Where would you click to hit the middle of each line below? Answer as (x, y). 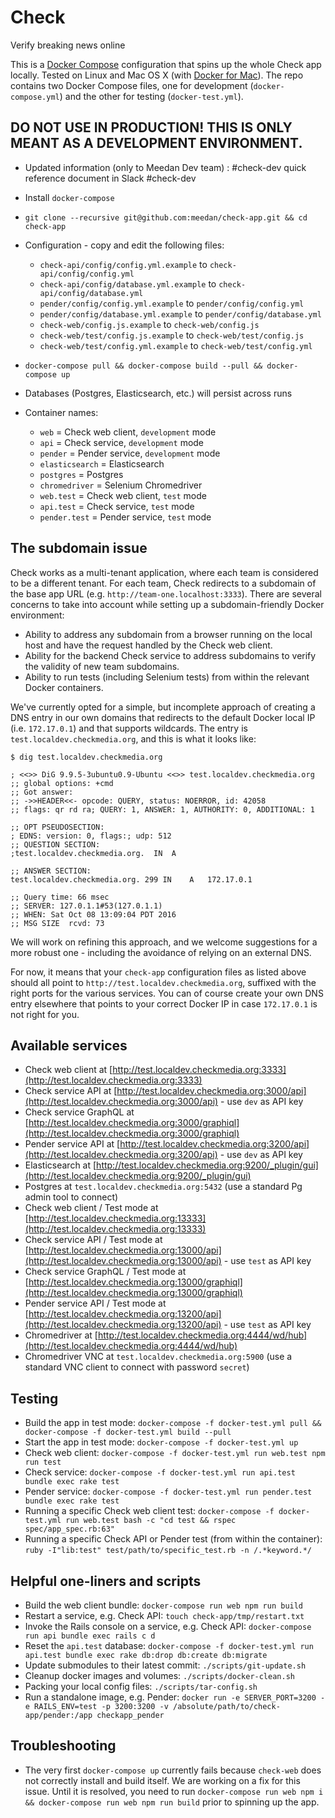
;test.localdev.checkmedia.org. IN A (93, 853)
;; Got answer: (42, 792)
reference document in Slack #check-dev (110, 178)
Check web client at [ (68, 1070)
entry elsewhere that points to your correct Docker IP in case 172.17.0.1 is (164, 1003)
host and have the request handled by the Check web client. (148, 645)
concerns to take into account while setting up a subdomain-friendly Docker (167, 604)
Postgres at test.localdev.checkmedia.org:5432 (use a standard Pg (163, 1187)
